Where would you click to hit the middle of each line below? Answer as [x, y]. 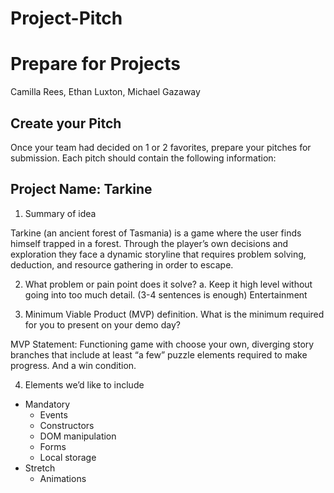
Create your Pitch [66, 123]
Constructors [67, 425]
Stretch [40, 468]
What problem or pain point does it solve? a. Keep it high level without [168, 284]
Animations [63, 478]
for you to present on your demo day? [102, 324]
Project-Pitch [66, 18]
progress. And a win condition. [73, 365]
